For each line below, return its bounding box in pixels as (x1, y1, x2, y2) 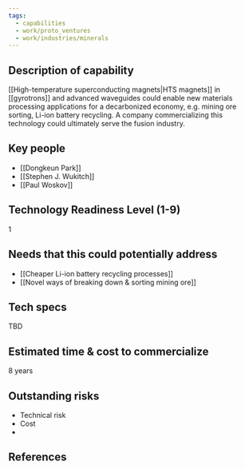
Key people (8, 141, 66, 156)
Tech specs (8, 300, 67, 314)
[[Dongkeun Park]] (19, 163, 81, 173)
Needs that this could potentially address (8, 248, 218, 261)
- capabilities (15, 19, 66, 27)
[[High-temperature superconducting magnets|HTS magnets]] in (8, 85, 221, 94)
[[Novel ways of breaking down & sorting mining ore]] (19, 277, 197, 287)
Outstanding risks (8, 389, 100, 403)
